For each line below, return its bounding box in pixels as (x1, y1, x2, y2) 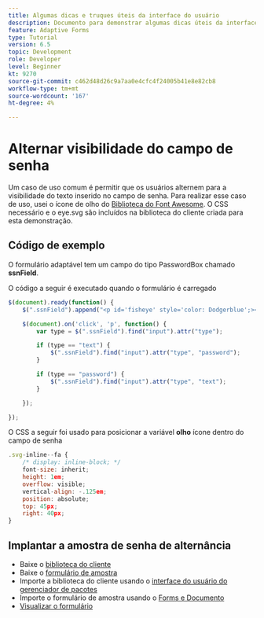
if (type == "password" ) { (36, 370, 125, 378)
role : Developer (8, 56, 61, 64)
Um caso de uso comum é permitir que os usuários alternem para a (8, 182, 226, 193)
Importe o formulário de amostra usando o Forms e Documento (19, 593, 225, 602)
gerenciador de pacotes (19, 584, 98, 594)
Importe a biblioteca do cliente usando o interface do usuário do (19, 576, 228, 586)
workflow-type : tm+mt (8, 84, 79, 93)
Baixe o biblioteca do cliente (19, 559, 112, 568)
